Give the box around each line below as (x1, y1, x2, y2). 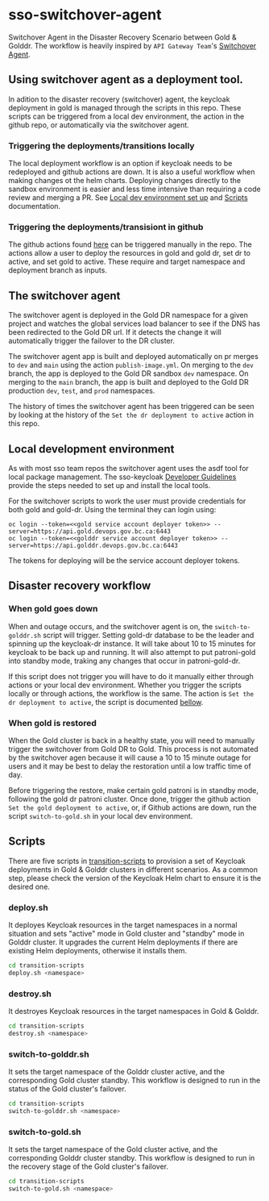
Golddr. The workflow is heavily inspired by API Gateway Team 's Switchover (8, 40, 257, 50)
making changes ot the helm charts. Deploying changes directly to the (8, 176, 242, 186)
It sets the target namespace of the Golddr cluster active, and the (8, 1067, 226, 1077)
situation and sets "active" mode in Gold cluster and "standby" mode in (8, 929, 245, 939)
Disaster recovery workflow (8, 579, 151, 593)
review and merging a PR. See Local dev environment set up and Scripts (8, 193, 248, 202)
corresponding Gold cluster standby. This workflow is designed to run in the (8, 1075, 261, 1086)
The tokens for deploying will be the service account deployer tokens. (8, 555, 240, 565)
